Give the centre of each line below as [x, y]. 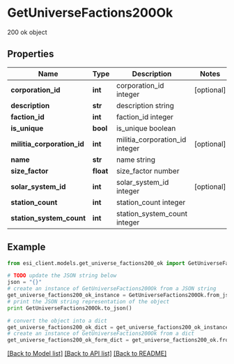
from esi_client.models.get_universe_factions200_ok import [96, 263]
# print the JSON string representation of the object [88, 301]
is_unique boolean [146, 128]
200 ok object [27, 32]
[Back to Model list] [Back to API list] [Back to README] [87, 354]
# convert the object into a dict [57, 321]
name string [135, 160]
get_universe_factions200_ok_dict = [60, 327]
